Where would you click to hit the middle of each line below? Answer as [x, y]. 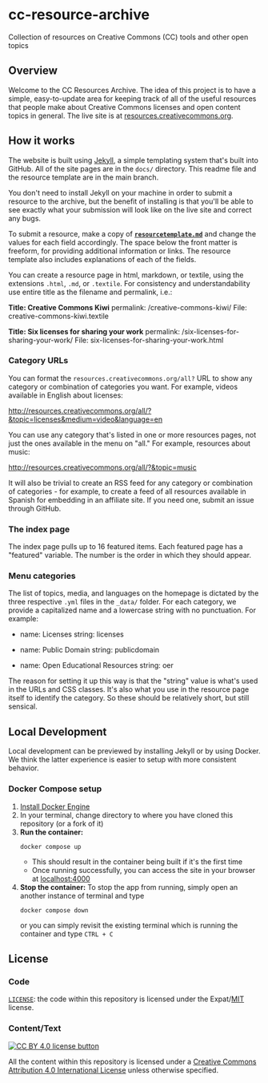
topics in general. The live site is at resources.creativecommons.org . [121, 115]
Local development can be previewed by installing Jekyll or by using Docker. [134, 751]
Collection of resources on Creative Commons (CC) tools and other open [128, 37]
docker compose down [54, 910]
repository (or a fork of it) [62, 823]
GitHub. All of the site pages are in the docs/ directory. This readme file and [132, 168]
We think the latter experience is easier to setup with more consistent [122, 760]
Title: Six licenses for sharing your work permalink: [94, 331]
